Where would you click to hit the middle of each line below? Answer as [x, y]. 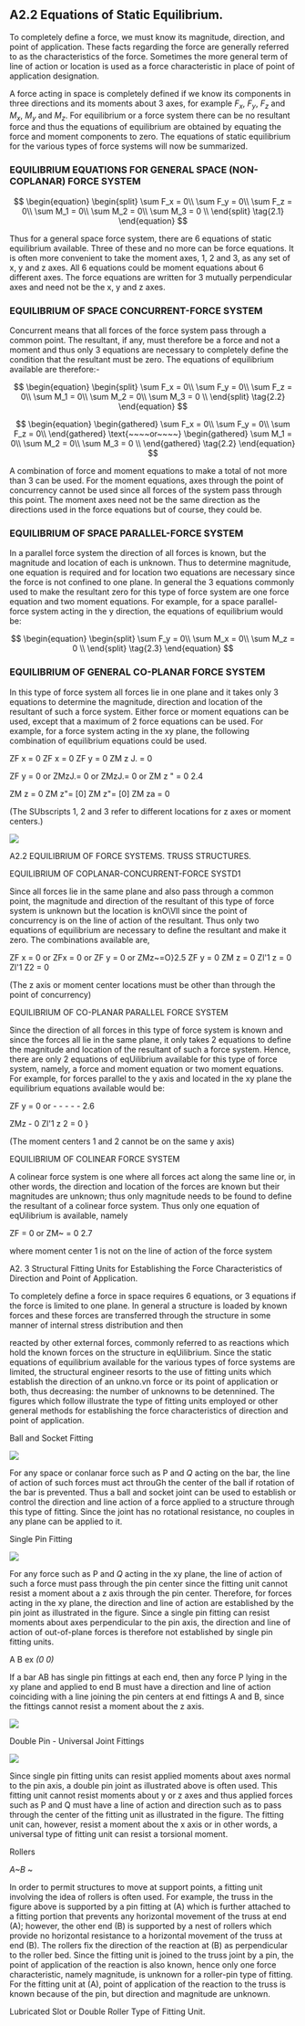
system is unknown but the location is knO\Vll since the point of [128, 910]
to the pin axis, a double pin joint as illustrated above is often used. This [143, 1785]
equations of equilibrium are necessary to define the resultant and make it [148, 929]
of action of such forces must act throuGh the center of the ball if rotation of [152, 1482]
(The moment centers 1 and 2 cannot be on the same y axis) [122, 1141]
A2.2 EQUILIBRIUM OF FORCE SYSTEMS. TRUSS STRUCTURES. [131, 856]
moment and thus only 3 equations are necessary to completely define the [149, 350]
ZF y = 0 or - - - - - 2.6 [52, 1106]
